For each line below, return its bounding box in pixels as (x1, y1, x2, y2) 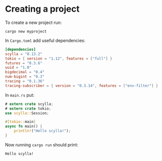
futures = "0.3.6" (5, 60, 42, 65)
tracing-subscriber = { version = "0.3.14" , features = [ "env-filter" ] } (5, 83, 159, 88)
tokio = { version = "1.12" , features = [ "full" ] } (5, 56, 112, 61)
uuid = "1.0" (5, 65, 32, 70)
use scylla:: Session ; (5, 111, 49, 116)
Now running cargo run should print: (5, 141, 79, 147)
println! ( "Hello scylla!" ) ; (14, 128, 71, 134)
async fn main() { (5, 124, 42, 129)
